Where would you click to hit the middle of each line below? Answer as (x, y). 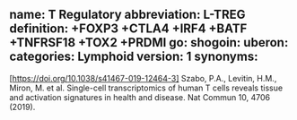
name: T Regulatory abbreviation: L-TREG (127, 15)
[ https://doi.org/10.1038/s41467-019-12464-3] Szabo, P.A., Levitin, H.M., (143, 78)
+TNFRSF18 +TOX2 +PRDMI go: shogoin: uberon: (149, 43)
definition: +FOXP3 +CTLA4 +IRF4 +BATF (128, 29)
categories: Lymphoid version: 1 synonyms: (134, 57)
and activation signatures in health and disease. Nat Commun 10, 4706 (140, 97)
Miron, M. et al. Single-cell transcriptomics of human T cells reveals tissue (146, 88)
